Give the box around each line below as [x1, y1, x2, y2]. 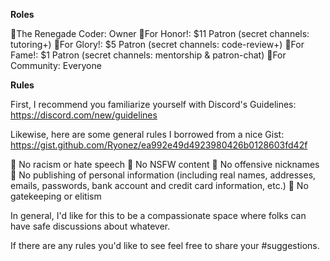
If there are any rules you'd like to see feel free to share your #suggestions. [10, 240, 320, 251]
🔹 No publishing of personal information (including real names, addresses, [10, 169, 317, 181]
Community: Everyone [10, 60, 102, 71]
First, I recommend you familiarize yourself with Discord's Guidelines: [10, 99, 297, 110]
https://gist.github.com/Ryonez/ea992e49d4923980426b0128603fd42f [10, 139, 308, 151]
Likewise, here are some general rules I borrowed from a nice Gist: [10, 129, 285, 140]
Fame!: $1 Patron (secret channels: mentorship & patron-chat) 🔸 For [10, 49, 287, 61]
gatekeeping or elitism [10, 190, 102, 202]
